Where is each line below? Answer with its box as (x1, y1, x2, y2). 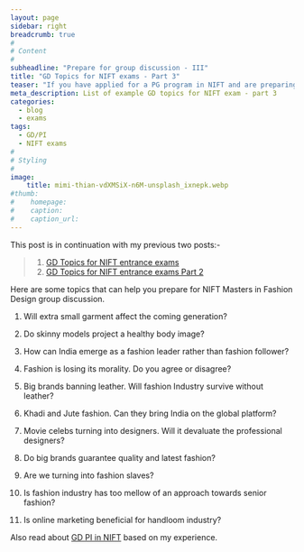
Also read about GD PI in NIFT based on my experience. (10, 531, 218, 542)
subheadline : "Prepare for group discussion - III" (10, 64, 208, 73)
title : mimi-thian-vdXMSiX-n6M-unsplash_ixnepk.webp (26, 181, 229, 190)
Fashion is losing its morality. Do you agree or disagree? (23, 363, 232, 374)
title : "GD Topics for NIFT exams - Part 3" (10, 72, 180, 81)
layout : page (10, 13, 60, 23)
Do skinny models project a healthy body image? (23, 328, 206, 339)
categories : (10, 97, 55, 106)
